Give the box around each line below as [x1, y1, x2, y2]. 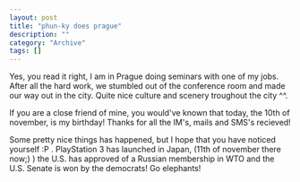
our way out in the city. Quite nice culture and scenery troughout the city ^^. [9, 91, 288, 101]
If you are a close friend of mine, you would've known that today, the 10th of [9, 108, 290, 118]
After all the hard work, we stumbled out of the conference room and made [9, 81, 286, 91]
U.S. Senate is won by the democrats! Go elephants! [9, 163, 201, 174]
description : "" [9, 30, 70, 39]
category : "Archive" [9, 38, 87, 48]
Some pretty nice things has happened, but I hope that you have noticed [9, 134, 276, 145]
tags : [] [9, 47, 42, 56]
